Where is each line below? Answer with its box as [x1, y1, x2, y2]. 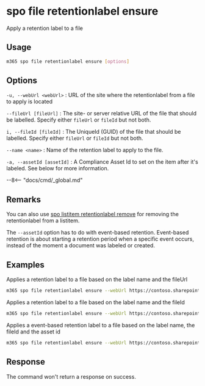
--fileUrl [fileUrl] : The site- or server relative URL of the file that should [6, 110, 197, 117]
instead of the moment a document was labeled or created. [6, 242, 156, 249]
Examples [6, 260, 45, 270]
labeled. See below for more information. [6, 165, 109, 172]
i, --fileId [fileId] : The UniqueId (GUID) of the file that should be [6, 128, 181, 136]
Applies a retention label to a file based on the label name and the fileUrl [6, 276, 188, 283]
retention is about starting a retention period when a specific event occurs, [6, 235, 194, 242]
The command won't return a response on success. [6, 373, 136, 380]
